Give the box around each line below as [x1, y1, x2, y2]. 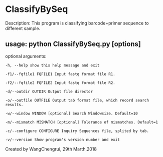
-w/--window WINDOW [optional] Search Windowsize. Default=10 [5, 111, 138, 116]
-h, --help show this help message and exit [5, 62, 100, 68]
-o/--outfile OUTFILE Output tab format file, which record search [5, 97, 149, 103]
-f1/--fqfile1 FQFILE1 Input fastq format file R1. [5, 71, 115, 76]
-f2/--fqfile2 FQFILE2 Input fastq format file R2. [5, 80, 115, 85]
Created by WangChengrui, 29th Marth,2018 [5, 146, 97, 152]
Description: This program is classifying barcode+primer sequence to [5, 20, 149, 26]
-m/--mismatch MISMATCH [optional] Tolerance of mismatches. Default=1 [5, 119, 158, 124]
